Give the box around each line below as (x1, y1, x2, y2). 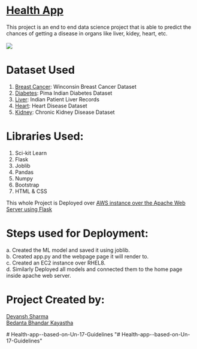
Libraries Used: (6, 130, 84, 143)
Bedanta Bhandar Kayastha (6, 319, 74, 326)
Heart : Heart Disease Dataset (14, 102, 88, 109)
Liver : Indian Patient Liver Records (14, 95, 100, 103)
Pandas (14, 169, 34, 176)
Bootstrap (14, 181, 40, 188)
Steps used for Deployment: (6, 227, 148, 240)
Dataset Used (6, 64, 75, 77)
